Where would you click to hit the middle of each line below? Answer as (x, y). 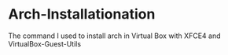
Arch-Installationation (82, 14)
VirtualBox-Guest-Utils (44, 43)
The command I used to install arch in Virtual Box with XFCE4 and (114, 36)
